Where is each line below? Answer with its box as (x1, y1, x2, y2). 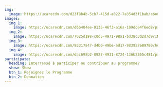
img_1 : (9, 20, 22, 26)
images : (4, 16, 20, 21)
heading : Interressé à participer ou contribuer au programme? (9, 61, 140, 66)
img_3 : (9, 39, 22, 43)
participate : (4, 57, 31, 61)
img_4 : (9, 47, 22, 52)
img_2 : (9, 29, 22, 34)
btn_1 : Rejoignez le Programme (9, 70, 72, 75)
